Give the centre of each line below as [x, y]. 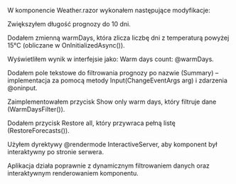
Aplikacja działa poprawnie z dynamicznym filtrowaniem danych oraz [108, 166]
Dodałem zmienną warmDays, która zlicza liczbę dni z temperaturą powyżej [118, 38]
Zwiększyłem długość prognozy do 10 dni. [69, 24]
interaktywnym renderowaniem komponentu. [73, 173]
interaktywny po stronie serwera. [56, 152]
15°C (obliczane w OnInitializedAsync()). [66, 45]
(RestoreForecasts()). [38, 130]
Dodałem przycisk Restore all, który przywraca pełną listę [91, 123]
